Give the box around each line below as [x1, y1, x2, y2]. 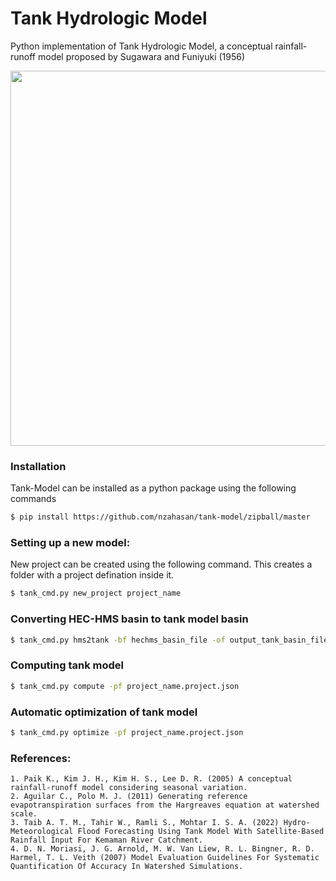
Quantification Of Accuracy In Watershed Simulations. [10, 862, 244, 872]
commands [10, 493, 57, 505]
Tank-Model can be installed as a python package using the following [10, 482, 297, 494]
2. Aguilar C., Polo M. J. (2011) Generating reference [10, 792, 248, 802]
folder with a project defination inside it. [10, 569, 175, 581]
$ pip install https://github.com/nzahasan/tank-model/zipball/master [10, 512, 311, 522]
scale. [10, 809, 38, 819]
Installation [10, 459, 67, 473]
